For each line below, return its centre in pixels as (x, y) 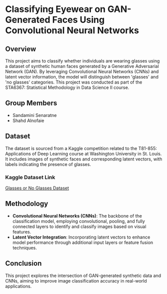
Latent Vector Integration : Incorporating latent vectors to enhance (81, 237)
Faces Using (78, 20)
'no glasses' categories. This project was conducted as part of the (74, 82)
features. (22, 231)
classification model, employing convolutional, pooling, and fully (79, 221)
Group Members (31, 103)
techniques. (25, 247)
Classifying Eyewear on (55, 9)
